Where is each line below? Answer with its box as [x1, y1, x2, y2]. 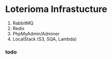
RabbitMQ [12, 20, 34, 26]
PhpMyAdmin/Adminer [12, 30, 60, 36]
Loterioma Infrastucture [5, 3, 107, 15]
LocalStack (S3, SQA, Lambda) [12, 36, 77, 42]
